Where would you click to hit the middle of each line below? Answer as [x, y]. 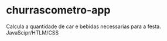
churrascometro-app [58, 10]
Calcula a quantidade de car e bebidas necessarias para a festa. [83, 26]
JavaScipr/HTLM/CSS [33, 32]
